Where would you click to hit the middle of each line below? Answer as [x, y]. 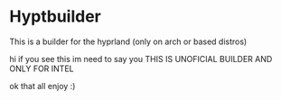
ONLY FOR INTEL [42, 68]
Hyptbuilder [56, 17]
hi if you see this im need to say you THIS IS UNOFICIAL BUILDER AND [141, 59]
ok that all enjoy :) [42, 86]
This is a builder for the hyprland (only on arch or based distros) [128, 41]
